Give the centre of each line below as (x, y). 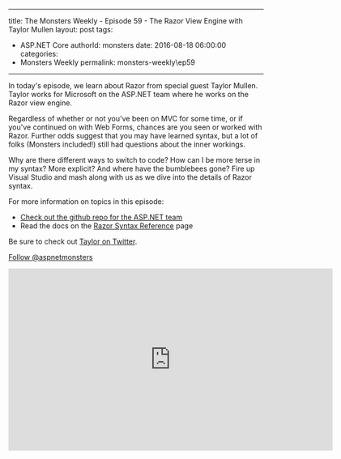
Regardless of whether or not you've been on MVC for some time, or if (126, 119)
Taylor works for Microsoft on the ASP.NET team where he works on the (129, 94)
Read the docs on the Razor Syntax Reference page (107, 226)
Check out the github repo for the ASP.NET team (101, 217)
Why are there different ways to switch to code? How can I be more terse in (134, 160)
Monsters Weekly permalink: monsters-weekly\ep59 (108, 62)
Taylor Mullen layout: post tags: (61, 30)
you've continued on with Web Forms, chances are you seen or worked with (135, 127)
